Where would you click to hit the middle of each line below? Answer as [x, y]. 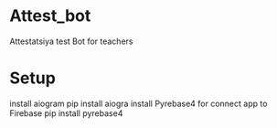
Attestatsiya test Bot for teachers [71, 41]
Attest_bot [50, 16]
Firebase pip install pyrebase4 [66, 113]
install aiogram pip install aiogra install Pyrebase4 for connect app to [138, 103]
